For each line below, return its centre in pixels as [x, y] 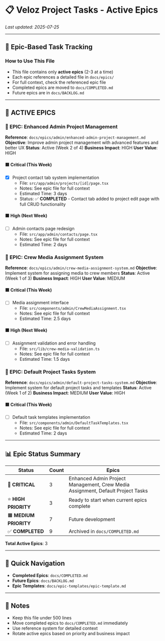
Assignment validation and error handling [54, 343]
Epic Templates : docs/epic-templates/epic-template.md [69, 585]
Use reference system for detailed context [55, 628]
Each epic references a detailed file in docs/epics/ [63, 77]
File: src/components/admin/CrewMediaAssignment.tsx [73, 308]
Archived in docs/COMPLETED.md [104, 531]
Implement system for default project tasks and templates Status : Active [78, 387]
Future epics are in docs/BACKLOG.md [48, 92]
